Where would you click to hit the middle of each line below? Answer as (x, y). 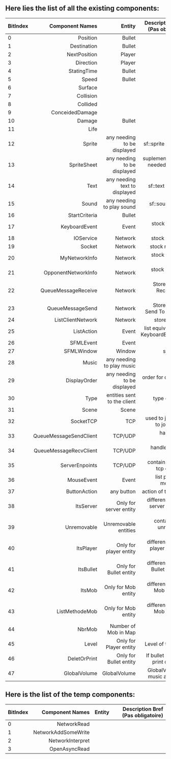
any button (123, 491)
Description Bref (143, 709)
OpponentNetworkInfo (70, 273)
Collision (87, 95)
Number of (123, 626)
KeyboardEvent (79, 227)
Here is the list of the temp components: (70, 694)
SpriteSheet (83, 164)
